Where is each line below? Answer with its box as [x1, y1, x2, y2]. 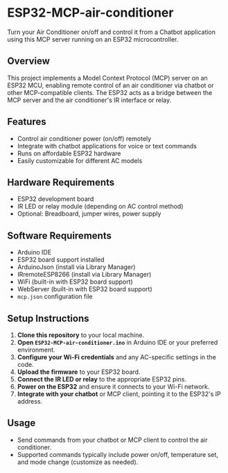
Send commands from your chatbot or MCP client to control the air [17, 436, 208, 444]
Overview [7, 55, 51, 67]
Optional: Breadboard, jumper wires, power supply [17, 209, 161, 218]
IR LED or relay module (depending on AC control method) [17, 203, 184, 211]
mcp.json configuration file [17, 293, 93, 301]
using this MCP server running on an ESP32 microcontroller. [7, 35, 179, 43]
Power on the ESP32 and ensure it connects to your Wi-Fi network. [17, 383, 210, 390]
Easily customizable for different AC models [17, 156, 143, 164]
